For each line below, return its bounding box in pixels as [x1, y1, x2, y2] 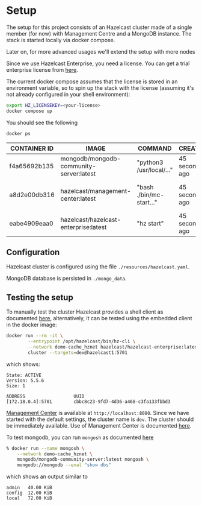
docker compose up [6, 108, 52, 114]
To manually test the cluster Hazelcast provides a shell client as [6, 308, 164, 315]
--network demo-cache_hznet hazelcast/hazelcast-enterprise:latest [28, 344, 200, 350]
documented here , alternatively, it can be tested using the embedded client [6, 315, 192, 322]
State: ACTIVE [6, 372, 42, 378]
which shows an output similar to [6, 473, 88, 480]
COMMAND [138, 144, 172, 153]
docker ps [6, 130, 31, 136]
